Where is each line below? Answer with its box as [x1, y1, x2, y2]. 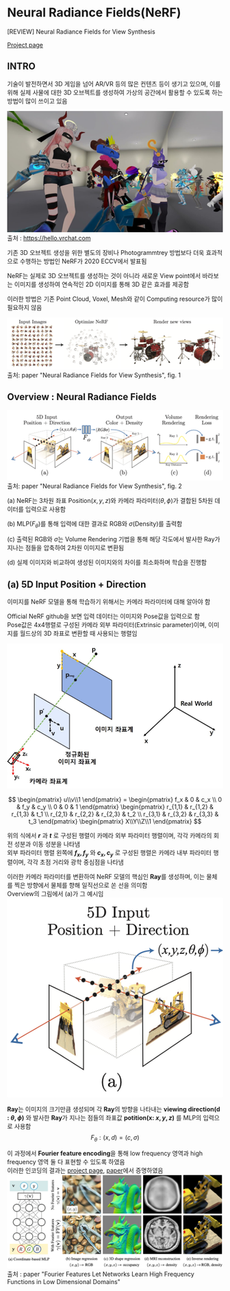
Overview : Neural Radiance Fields [7, 391, 157, 403]
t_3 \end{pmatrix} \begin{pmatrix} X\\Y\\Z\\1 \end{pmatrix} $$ [28, 817, 202, 825]
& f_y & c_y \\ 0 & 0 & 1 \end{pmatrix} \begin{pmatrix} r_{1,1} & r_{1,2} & [16, 802, 214, 811]
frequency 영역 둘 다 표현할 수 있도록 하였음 [7, 1157, 125, 1166]
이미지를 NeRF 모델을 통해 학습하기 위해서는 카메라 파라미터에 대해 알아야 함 [7, 598, 211, 606]
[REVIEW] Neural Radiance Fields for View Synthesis [7, 27, 155, 36]
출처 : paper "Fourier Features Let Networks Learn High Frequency [7, 1270, 195, 1278]
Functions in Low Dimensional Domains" [7, 1277, 121, 1286]
